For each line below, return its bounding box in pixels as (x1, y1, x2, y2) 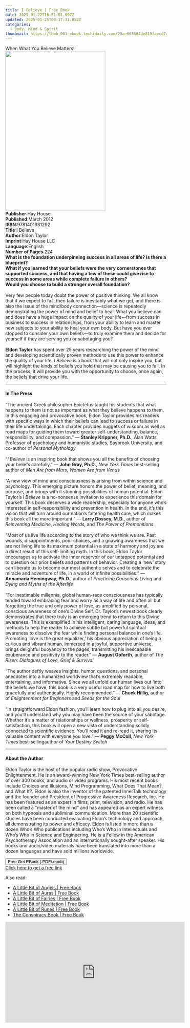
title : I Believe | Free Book (5, 7, 70, 13)
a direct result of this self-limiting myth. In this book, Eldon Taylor (5, 549, 143, 555)
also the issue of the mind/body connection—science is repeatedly (5, 303, 147, 309)
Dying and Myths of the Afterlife (5, 581, 73, 587)
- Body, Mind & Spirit (10, 27, 58, 32)
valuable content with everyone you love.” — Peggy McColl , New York (5, 733, 154, 739)
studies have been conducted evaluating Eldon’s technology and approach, (5, 816, 164, 822)
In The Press (5, 390, 33, 397)
